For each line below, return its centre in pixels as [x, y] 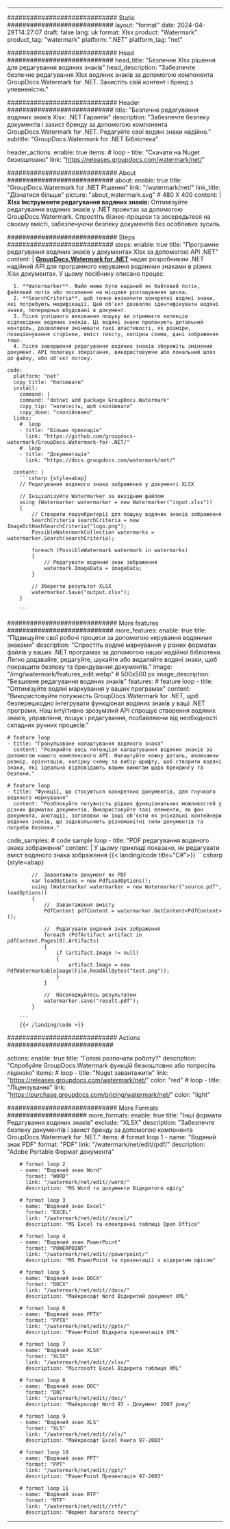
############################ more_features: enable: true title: [107, 630]
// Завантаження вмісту [79, 905]
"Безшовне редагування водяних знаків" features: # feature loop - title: [110, 681]
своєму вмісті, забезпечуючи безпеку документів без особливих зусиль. [114, 224]
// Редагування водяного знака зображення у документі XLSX [107, 484]
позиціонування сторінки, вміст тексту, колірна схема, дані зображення [113, 334]
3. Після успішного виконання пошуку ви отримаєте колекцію [101, 316]
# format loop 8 [43, 1380]
